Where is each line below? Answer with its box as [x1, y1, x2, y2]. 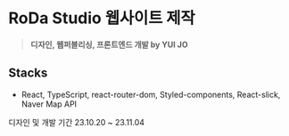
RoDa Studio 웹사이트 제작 [8, 8, 195, 28]
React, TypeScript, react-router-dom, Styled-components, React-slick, [21, 89, 281, 100]
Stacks [8, 66, 48, 81]
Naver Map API [21, 99, 78, 109]
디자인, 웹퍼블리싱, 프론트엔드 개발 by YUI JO [29, 39, 188, 50]
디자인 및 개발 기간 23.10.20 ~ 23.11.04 [8, 116, 144, 127]
